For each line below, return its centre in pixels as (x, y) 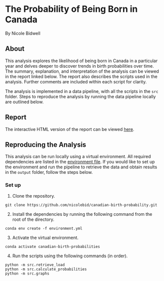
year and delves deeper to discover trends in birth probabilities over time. (80, 66)
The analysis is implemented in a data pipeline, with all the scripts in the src (82, 91)
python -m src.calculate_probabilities (46, 269)
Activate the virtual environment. (45, 238)
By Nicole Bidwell (23, 33)
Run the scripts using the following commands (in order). (70, 256)
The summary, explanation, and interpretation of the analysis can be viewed (82, 71)
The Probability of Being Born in (71, 9)
